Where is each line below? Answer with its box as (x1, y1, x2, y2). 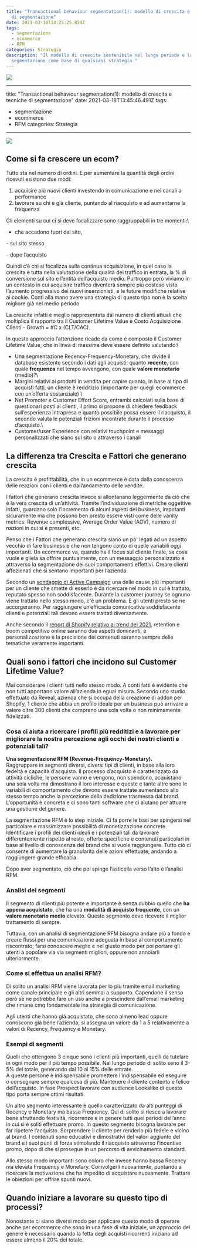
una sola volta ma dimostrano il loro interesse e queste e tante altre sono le (6, 780, 188, 787)
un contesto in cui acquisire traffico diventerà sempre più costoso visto (6, 281, 178, 288)
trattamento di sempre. (6, 918, 62, 925)
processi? (6, 1202, 43, 1212)
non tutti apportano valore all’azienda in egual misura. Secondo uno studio (6, 687, 186, 694)
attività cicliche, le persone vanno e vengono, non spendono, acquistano (6, 774, 182, 781)
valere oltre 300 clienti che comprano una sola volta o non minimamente (6, 706, 181, 713)
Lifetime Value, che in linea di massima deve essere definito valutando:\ (6, 342, 179, 349)
